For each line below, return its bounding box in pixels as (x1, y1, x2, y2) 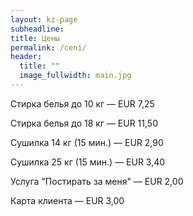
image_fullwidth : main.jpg (19, 71, 132, 81)
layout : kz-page (10, 14, 78, 25)
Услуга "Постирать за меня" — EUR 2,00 (10, 175, 184, 187)
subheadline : (10, 24, 65, 34)
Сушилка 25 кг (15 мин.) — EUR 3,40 (10, 156, 166, 168)
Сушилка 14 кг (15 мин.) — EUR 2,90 (10, 136, 164, 148)
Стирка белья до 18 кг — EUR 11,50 (10, 117, 158, 129)
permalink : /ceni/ (10, 42, 87, 53)
